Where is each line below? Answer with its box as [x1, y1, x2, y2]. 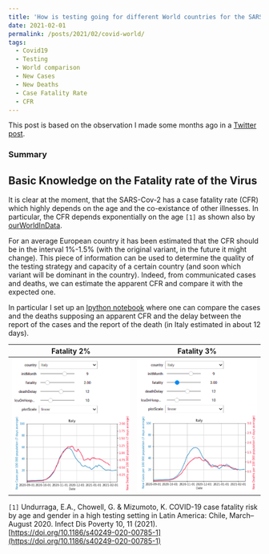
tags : [8, 38, 26, 47]
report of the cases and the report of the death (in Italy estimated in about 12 [8, 320, 261, 330]
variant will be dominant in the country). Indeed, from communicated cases [8, 270, 256, 280]
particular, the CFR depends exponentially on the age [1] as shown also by [8, 212, 255, 222]
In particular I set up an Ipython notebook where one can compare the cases [8, 303, 261, 313]
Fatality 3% [177, 346, 217, 356]
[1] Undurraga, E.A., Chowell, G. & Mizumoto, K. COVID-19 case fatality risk [8, 502, 259, 512]
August [8, 519, 32, 528]
